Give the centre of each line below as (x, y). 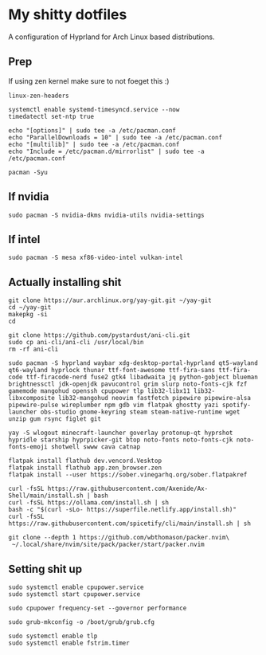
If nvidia (29, 197)
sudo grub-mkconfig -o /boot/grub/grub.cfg (82, 622)
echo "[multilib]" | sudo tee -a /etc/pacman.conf (94, 144)
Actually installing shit (65, 282)
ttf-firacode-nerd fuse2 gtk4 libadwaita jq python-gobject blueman (142, 377)
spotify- (236, 405)
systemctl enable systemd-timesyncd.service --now (94, 109)
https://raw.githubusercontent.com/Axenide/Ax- (128, 489)
